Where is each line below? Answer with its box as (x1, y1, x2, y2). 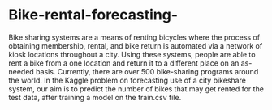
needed (8, 66, 34, 76)
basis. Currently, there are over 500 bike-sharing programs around (35, 66, 259, 76)
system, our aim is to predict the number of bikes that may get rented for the (8, 83, 264, 94)
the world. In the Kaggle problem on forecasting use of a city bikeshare (8, 75, 246, 85)
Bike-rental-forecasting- (8, 6, 179, 24)
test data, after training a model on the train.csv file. (8, 92, 182, 102)
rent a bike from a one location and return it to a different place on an (8, 58, 240, 68)
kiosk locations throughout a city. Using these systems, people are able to (8, 49, 256, 59)
